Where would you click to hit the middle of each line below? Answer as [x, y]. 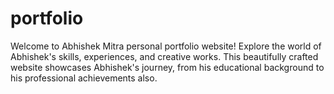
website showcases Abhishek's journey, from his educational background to [167, 67]
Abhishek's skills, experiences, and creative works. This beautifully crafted [164, 56]
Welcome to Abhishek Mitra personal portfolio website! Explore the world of [166, 46]
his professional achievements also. [84, 78]
